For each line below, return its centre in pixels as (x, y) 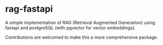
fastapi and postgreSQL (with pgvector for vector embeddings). (71, 27)
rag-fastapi (29, 9)
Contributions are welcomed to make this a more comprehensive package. (82, 37)
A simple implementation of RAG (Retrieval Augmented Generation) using (80, 22)
